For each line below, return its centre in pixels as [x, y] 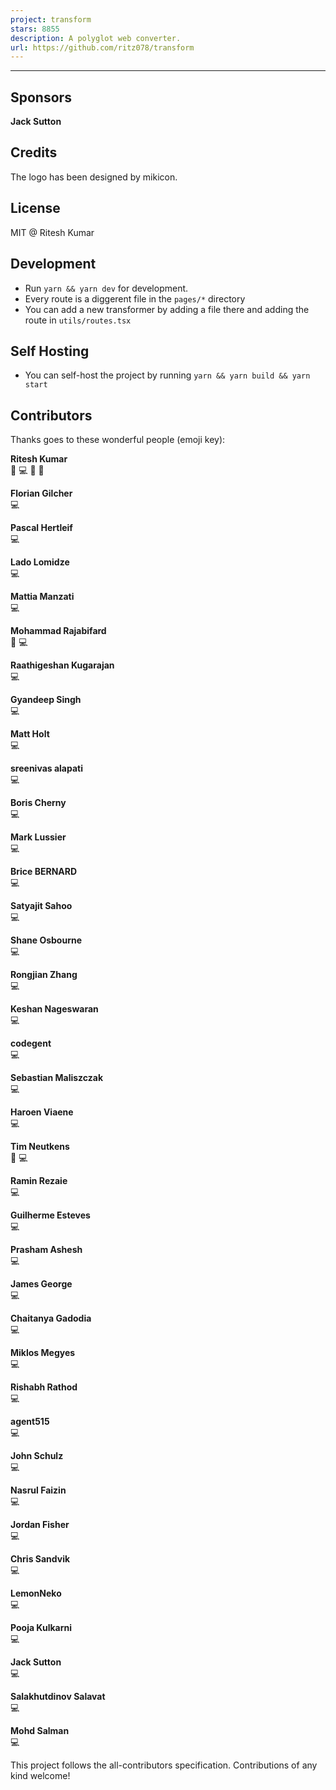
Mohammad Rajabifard [58, 631]
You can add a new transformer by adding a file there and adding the [167, 309]
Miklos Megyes [43, 1353]
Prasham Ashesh [46, 1250]
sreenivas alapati [46, 768]
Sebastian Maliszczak [57, 1078]
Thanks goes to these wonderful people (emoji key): [118, 440]
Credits [34, 152]
